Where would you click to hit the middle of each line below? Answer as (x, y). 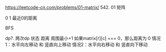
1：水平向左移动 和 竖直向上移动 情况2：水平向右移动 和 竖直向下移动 (76, 44)
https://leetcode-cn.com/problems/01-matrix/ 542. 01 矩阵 (65, 7)
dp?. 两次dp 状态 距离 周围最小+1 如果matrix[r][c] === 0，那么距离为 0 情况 (83, 38)
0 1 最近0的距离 (21, 18)
